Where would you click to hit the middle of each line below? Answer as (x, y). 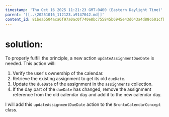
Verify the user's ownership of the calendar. (58, 73)
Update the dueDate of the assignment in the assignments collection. (82, 84)
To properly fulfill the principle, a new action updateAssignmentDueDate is (80, 58)
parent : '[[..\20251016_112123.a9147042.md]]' (55, 15)
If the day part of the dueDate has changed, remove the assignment (82, 89)
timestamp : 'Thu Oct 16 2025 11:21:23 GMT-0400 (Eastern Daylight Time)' (84, 10)
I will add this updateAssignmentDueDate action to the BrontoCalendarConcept (83, 104)
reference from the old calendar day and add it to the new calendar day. (87, 95)
